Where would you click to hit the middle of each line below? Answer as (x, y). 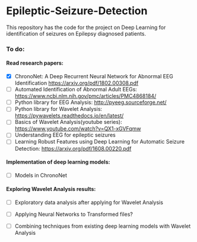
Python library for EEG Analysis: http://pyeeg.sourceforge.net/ (91, 103)
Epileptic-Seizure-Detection (77, 11)
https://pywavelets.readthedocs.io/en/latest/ (69, 116)
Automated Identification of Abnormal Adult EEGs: (76, 90)
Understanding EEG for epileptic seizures (65, 135)
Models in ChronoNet (41, 175)
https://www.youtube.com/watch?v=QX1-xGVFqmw (78, 129)
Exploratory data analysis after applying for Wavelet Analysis (89, 202)
